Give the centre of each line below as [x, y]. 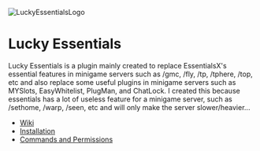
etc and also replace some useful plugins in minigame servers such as [122, 82]
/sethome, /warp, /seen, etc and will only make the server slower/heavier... [129, 107]
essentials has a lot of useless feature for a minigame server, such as [120, 99]
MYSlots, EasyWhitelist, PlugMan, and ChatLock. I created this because [124, 90]
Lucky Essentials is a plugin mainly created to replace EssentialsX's [117, 65]
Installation [37, 131]
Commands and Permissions [66, 139]
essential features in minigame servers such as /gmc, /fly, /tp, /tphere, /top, [131, 74]
